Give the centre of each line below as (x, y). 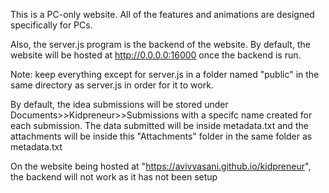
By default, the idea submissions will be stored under (119, 104)
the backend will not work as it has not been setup (114, 177)
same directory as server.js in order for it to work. (112, 85)
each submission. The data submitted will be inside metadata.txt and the (159, 125)
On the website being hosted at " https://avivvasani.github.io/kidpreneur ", (161, 166)
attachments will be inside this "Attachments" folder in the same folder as (161, 136)
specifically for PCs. (51, 25)
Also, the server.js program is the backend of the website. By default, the (160, 44)
